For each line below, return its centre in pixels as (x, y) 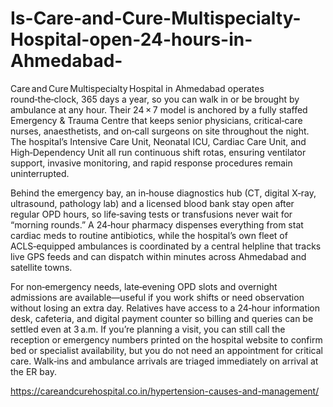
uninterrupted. (40, 173)
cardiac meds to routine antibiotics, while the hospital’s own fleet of (149, 235)
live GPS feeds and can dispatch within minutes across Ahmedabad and (158, 256)
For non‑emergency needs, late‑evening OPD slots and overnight (144, 286)
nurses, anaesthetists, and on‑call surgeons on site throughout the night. (160, 131)
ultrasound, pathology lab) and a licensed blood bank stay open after (152, 203)
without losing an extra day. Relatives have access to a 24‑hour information (165, 308)
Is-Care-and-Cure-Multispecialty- (156, 18)
